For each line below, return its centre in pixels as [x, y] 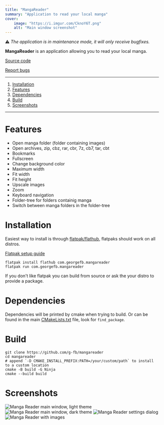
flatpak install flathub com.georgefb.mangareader [58, 262]
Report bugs [18, 70]
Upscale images [28, 185]
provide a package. [24, 281]
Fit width [21, 174]
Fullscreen [22, 159]
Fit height [22, 180]
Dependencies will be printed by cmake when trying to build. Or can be [76, 314]
